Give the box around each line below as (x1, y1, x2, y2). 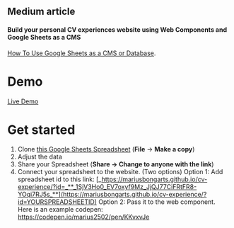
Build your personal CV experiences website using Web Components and (7, 25, 228, 34)
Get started (7, 122, 76, 137)
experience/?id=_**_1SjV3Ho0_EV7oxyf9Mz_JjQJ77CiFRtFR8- (17, 183, 197, 191)
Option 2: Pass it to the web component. (98, 198, 216, 206)
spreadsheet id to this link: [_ (17, 175, 102, 183)
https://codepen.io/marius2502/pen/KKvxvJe (17, 212, 150, 222)
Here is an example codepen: (17, 205, 104, 214)
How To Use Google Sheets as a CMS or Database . (7, 49, 156, 57)
